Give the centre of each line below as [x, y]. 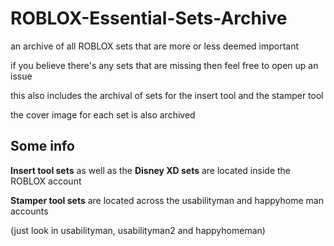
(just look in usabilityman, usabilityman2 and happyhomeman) [138, 230]
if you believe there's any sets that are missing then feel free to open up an [164, 65]
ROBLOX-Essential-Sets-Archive [149, 18]
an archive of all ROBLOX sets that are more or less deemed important [155, 46]
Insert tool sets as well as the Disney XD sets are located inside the [150, 170]
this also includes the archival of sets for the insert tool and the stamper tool [167, 95]
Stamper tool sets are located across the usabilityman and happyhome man [167, 200]
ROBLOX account [46, 181]
